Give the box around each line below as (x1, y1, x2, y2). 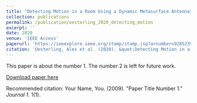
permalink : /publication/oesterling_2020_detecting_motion (6, 19, 154, 25)
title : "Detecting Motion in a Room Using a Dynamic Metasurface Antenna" (6, 8, 193, 15)
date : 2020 (6, 30, 33, 36)
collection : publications (6, 14, 69, 20)
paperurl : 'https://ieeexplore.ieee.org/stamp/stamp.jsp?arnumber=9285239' (6, 41, 195, 47)
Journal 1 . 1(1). (6, 91, 41, 98)
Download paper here (6, 73, 59, 80)
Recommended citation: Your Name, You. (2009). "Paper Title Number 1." (6, 85, 183, 92)
